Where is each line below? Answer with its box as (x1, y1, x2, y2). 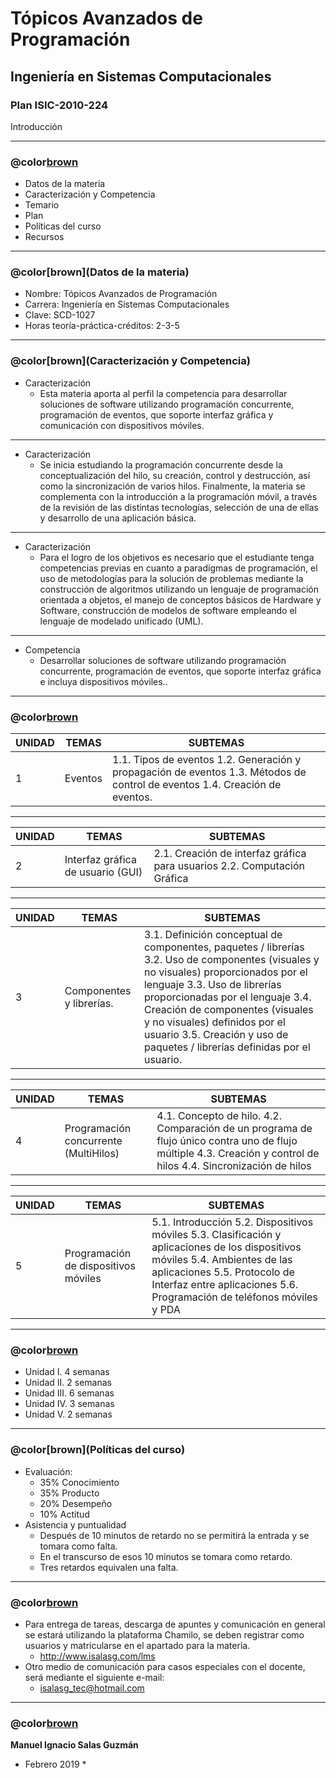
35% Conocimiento (39, 1476, 120, 1488)
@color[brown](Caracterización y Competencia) (10, 354, 251, 368)
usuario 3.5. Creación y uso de (143, 1028, 289, 1042)
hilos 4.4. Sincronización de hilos (156, 1159, 312, 1173)
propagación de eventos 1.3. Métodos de (111, 765, 307, 779)
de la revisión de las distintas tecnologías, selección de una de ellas (39, 501, 319, 513)
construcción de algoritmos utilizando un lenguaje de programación (39, 583, 319, 595)
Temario (24, 199, 60, 211)
